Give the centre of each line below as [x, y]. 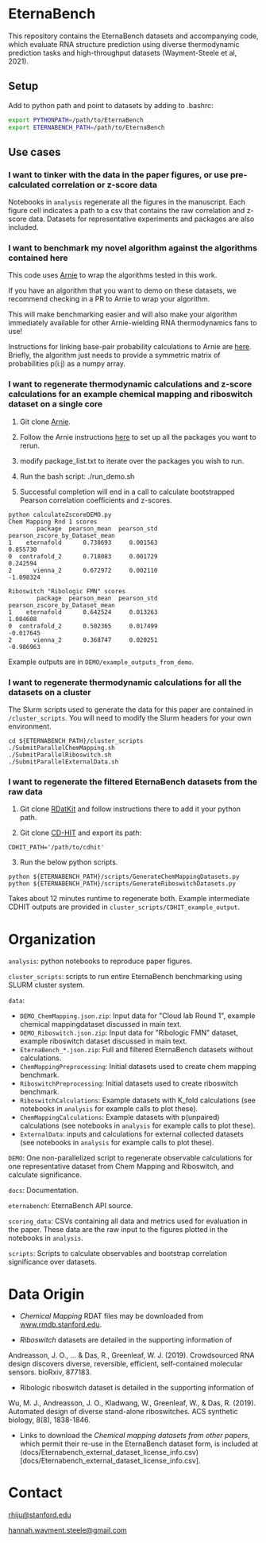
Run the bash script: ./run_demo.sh [77, 476]
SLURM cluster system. [46, 985]
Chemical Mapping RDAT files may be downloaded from [112, 1316]
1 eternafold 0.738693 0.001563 [83, 542]
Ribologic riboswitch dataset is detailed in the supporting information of [137, 1388]
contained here [38, 258]
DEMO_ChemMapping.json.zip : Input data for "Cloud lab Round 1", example [137, 1016]
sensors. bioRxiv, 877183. [50, 1372]
